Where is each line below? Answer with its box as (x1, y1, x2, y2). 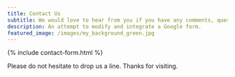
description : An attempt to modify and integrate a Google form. (7, 23, 201, 30)
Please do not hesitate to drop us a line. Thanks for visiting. (7, 62, 178, 70)
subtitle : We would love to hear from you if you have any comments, (7, 17, 215, 24)
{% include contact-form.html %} (7, 49, 104, 57)
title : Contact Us (7, 10, 61, 17)
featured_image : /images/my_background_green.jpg (7, 29, 155, 37)
